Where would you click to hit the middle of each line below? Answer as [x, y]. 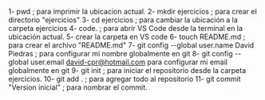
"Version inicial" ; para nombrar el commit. [78, 87]
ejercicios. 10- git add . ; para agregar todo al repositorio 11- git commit [125, 79]
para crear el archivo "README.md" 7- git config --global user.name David [131, 45]
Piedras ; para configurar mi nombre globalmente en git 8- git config [121, 54]
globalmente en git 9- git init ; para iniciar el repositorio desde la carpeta [127, 70]
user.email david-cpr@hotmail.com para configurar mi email [129, 62]
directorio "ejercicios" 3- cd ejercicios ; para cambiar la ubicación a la [123, 20]
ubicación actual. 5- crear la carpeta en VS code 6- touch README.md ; [127, 37]
